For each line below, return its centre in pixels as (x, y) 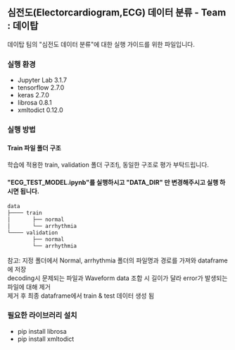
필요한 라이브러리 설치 (42, 315)
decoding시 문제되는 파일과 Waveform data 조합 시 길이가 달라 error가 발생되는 (118, 278)
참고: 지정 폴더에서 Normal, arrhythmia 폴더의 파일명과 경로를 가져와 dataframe (118, 260)
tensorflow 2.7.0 (41, 87)
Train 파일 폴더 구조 (34, 147)
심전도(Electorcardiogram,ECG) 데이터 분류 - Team (117, 13)
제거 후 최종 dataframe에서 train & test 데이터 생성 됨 (81, 296)
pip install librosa (42, 331)
